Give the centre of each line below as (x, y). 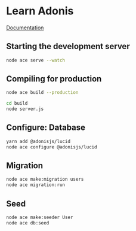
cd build (17, 104)
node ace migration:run (36, 185)
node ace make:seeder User (40, 217)
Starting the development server (68, 46)
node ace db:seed (28, 223)
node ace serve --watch (36, 60)
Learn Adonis (40, 11)
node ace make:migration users (45, 180)
